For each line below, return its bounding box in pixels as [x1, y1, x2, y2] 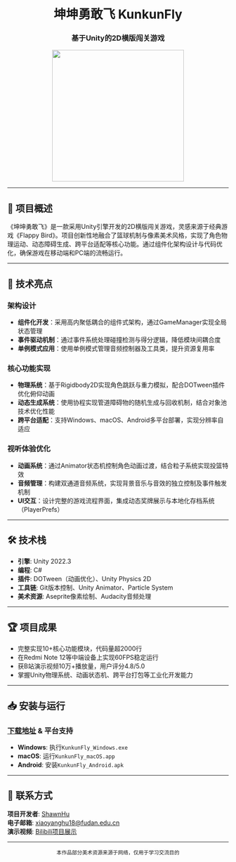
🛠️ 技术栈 [7, 534, 47, 546]
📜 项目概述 [7, 202, 53, 214]
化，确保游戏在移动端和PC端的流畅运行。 [7, 248, 127, 257]
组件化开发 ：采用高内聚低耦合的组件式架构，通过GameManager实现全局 [17, 317, 227, 326]
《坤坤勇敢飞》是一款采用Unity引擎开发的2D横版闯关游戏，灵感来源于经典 [7, 223, 222, 231]
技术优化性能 [17, 407, 55, 416]
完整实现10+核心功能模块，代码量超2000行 [17, 644, 143, 653]
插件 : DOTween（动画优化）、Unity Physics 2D [17, 575, 152, 583]
